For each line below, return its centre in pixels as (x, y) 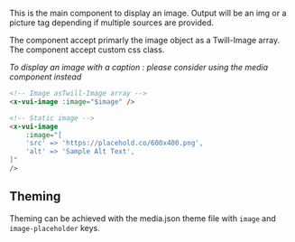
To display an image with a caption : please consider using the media (139, 67)
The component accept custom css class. (87, 50)
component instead (46, 77)
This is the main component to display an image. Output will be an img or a (148, 13)
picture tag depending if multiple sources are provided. (112, 23)
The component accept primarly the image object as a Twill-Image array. (145, 40)
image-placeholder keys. (55, 228)
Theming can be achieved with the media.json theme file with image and (143, 218)
